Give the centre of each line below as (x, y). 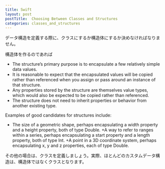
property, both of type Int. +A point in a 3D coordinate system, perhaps (84, 141)
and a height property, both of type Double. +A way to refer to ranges (83, 130)
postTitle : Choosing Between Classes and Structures (62, 19)
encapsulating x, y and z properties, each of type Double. (71, 145)
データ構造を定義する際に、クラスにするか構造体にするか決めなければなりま (83, 38)
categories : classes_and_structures (43, 23)
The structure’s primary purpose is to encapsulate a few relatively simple (86, 64)
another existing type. (34, 106)
